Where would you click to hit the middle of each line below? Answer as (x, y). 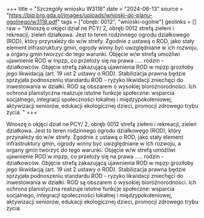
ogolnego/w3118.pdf (32, 22)
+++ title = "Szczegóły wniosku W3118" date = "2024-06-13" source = (95, 9)
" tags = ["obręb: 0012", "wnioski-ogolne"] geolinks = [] (127, 22)
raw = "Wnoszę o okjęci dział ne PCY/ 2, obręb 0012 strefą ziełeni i (90, 28)
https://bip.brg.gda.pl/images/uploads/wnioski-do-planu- (81, 15)
